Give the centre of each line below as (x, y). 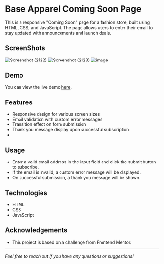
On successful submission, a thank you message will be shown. (76, 178)
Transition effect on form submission (49, 124)
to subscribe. (25, 167)
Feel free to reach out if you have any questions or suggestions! (70, 256)
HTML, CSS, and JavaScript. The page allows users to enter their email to (79, 27)
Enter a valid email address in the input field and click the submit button (84, 162)
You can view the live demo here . (39, 87)
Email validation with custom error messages (57, 119)
